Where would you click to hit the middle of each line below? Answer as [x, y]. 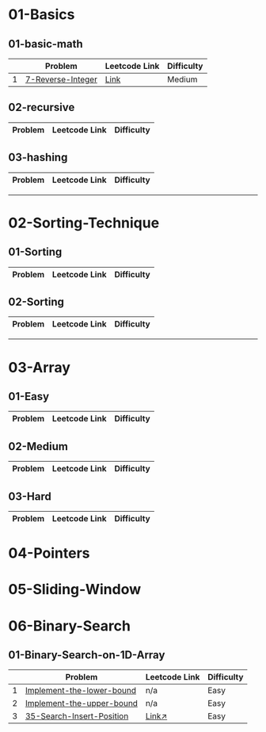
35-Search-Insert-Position [77, 716]
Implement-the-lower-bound [81, 691]
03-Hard [30, 496]
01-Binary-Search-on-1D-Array [87, 655]
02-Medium [38, 446]
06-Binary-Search [69, 625]
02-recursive [42, 107]
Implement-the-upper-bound [82, 703]
